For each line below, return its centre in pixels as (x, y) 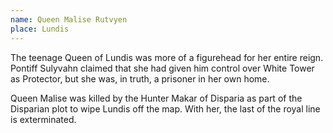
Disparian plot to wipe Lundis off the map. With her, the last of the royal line (165, 108)
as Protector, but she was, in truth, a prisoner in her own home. (140, 78)
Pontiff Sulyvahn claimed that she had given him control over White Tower (162, 68)
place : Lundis (40, 29)
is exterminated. (43, 119)
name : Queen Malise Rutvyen (69, 19)
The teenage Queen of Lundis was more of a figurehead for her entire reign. (167, 57)
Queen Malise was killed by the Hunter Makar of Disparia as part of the (156, 98)
